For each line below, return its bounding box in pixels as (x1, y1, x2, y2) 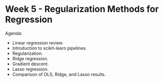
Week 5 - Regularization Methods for (5, 3, 159, 15)
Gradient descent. (12, 61, 49, 67)
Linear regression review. (12, 40, 64, 45)
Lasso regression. (12, 66, 49, 72)
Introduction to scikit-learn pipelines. (12, 45, 87, 51)
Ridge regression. (12, 55, 48, 61)
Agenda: (5, 30, 23, 36)
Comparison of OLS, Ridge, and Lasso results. (12, 71, 106, 77)
